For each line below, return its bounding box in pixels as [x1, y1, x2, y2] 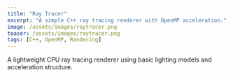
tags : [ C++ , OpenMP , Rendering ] [7, 36, 101, 43]
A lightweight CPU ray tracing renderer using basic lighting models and [7, 55, 212, 64]
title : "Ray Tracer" [7, 10, 68, 17]
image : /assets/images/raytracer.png [7, 23, 118, 30]
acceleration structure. [7, 63, 73, 71]
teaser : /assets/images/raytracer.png [7, 29, 120, 37]
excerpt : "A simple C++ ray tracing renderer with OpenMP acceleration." [7, 17, 227, 24]
